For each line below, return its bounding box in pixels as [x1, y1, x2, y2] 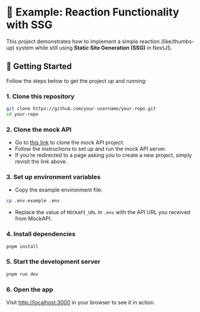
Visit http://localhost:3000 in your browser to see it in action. [6, 298, 155, 306]
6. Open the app [6, 285, 54, 294]
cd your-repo [6, 111, 39, 117]
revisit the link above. [14, 158, 67, 165]
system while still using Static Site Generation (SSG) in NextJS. [16, 44, 173, 51]
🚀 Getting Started [6, 61, 72, 72]
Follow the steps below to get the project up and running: [6, 77, 147, 84]
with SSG [6, 18, 53, 32]
